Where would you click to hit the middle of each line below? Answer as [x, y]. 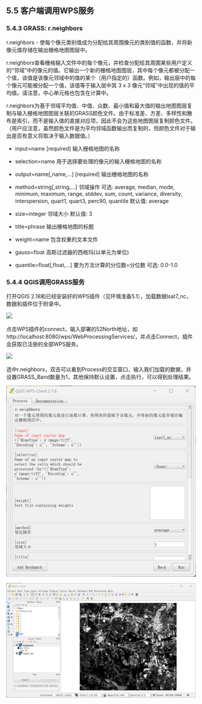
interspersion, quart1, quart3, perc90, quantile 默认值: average [92, 201]
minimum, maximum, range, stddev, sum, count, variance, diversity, [99, 193]
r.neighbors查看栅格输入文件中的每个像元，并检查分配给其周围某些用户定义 [99, 63]
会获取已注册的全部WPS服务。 [44, 344]
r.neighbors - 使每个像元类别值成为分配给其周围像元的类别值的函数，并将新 [99, 42]
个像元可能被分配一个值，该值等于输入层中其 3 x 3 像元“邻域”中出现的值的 [98, 85]
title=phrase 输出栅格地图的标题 [54, 226]
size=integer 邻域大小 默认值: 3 [54, 213]
